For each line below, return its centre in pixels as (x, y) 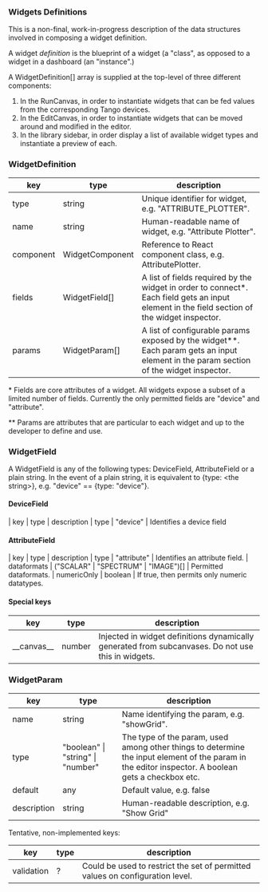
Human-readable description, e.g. (185, 803)
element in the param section (196, 360)
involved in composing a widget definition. (78, 38)
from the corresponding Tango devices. (85, 109)
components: (30, 85)
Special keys (30, 601)
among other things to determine (183, 747)
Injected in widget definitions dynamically (176, 636)
